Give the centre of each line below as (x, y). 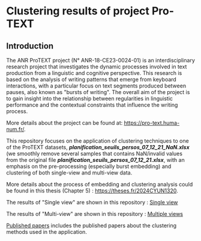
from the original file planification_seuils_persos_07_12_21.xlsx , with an (95, 160)
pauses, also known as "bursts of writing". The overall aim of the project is (98, 92)
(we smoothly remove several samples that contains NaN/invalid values (94, 153)
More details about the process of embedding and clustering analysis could (100, 184)
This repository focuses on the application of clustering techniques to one (97, 141)
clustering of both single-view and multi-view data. (69, 173)
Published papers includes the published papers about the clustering (91, 225)
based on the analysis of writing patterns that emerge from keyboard (91, 79)
